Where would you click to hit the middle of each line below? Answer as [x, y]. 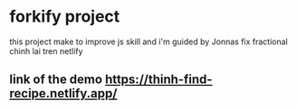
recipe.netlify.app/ [63, 93]
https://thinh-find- [158, 80]
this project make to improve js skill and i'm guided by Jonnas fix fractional [148, 41]
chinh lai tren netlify [46, 50]
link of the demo [56, 80]
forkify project [65, 17]
